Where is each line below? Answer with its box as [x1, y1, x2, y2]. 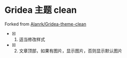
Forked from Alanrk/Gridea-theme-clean [4, 21, 86, 27]
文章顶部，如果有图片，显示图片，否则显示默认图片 [19, 48, 123, 54]
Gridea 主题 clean [4, 4, 77, 16]
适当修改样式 [19, 36, 45, 42]
